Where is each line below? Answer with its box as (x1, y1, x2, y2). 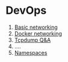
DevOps (5, 4, 47, 17)
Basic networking (14, 23, 58, 31)
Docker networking (14, 29, 63, 37)
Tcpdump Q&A (14, 36, 51, 43)
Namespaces (14, 49, 48, 56)
